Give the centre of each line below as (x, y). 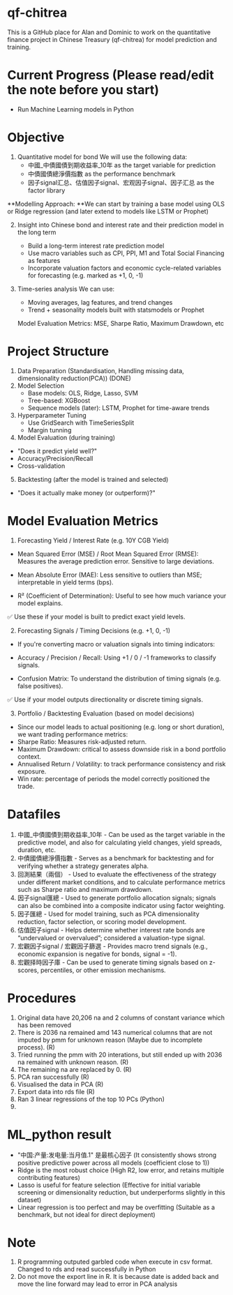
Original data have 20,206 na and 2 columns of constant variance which (121, 1017)
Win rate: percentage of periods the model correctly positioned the (114, 778)
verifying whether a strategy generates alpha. (83, 865)
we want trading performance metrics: (73, 734)
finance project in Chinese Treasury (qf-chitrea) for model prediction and (112, 39)
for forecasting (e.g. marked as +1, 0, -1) (85, 275)
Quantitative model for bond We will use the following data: (102, 157)
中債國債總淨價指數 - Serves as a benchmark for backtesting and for (115, 858)
